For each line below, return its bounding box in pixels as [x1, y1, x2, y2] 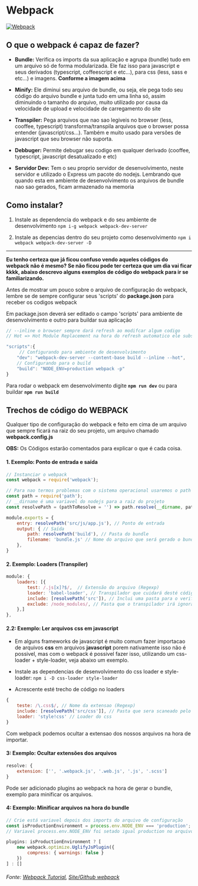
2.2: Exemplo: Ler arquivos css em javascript [6, 625, 119, 632]
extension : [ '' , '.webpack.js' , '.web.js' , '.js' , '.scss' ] [16, 768, 167, 774]
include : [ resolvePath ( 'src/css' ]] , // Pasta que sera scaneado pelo [16, 708, 192, 714]
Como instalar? [6, 200, 64, 210]
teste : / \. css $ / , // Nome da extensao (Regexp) [16, 703, 136, 709]
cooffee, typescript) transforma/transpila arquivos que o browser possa [14, 122, 189, 130]
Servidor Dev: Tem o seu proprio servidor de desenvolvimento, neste [14, 164, 184, 171]
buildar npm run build [6, 388, 59, 395]
